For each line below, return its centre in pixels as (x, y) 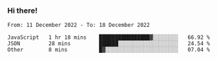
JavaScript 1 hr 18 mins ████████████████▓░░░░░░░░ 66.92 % (109, 37)
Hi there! (23, 11)
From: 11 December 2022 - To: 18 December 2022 (79, 25)
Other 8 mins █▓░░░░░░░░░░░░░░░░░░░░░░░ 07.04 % (109, 50)
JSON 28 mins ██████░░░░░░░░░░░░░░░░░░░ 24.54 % (109, 44)
